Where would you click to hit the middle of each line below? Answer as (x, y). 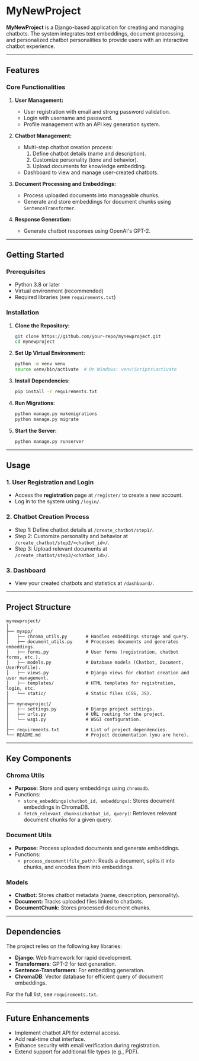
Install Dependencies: (42, 381)
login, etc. (21, 688)
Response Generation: (43, 219)
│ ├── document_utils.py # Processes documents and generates (92, 642)
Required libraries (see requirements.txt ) (65, 297)
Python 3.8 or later (37, 285)
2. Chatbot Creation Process (48, 517)
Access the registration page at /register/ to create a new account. (99, 495)
